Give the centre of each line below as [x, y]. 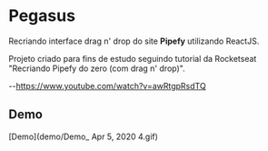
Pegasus [42, 16]
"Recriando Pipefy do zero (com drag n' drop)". [97, 68]
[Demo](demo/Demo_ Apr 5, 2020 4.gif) [83, 136]
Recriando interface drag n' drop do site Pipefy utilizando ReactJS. [134, 41]
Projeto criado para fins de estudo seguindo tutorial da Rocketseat [133, 58]
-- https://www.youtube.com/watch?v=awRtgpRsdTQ [107, 86]
